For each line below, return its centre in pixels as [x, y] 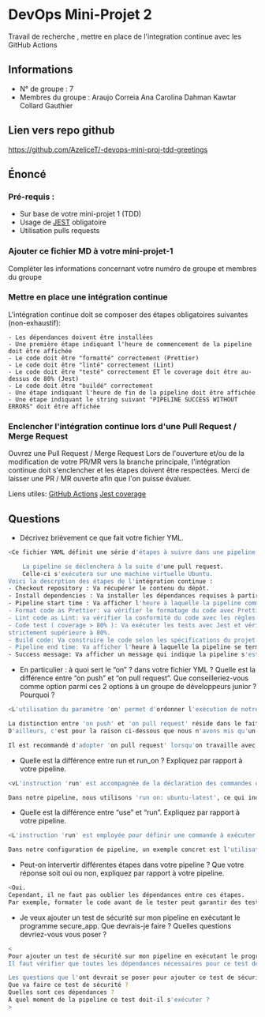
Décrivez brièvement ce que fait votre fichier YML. [101, 537]
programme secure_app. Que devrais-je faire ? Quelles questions [125, 925]
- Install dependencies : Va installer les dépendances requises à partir [134, 596]
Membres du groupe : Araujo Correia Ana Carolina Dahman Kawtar [128, 97]
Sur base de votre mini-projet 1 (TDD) [80, 214]
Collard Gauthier [46, 105]
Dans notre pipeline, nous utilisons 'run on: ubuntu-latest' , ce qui [127, 797]
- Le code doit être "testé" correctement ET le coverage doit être [123, 372]
